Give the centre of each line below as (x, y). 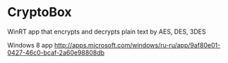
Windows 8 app (30, 45)
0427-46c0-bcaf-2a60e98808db (56, 52)
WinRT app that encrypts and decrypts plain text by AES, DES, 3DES (107, 31)
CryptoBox (40, 12)
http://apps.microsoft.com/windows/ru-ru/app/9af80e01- (137, 45)
